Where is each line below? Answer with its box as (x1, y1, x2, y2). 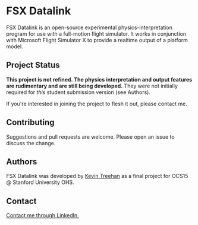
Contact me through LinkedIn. (6, 212, 79, 219)
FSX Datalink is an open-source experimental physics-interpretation (6, 24, 172, 31)
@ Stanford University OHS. (6, 179, 74, 186)
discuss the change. (6, 139, 56, 146)
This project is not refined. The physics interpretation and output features (6, 76, 193, 83)
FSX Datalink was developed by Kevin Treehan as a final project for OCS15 (6, 173, 188, 180)
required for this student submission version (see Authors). (6, 88, 150, 96)
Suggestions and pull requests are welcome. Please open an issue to (6, 133, 175, 140)
